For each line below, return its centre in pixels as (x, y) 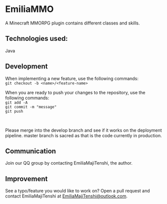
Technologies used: (37, 39)
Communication (31, 151)
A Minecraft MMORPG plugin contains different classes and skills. (73, 23)
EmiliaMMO (29, 9)
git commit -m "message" (31, 107)
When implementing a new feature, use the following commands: (72, 78)
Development (27, 67)
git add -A (16, 102)
